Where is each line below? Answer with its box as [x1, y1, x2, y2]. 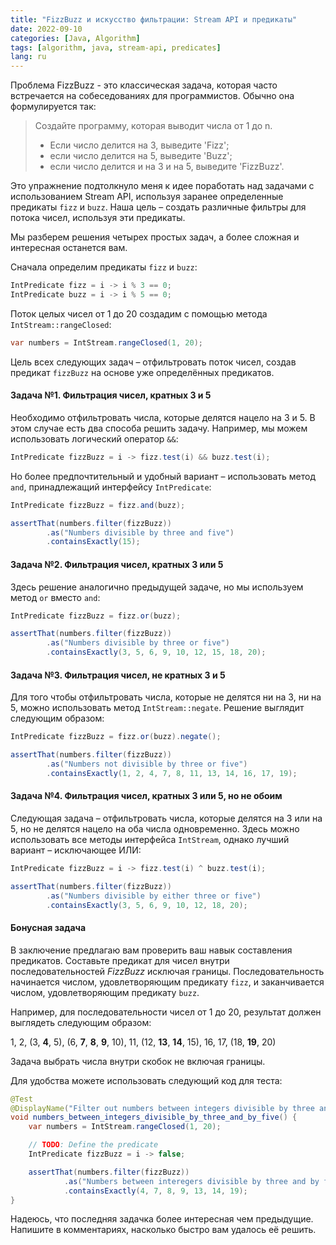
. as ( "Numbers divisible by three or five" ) [46, 638, 230, 648]
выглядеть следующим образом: [10, 1016, 152, 1028]
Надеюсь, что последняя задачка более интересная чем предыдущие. [10, 1213, 314, 1225]
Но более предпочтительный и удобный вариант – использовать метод [10, 470, 316, 482]
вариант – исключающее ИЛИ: [10, 844, 142, 856]
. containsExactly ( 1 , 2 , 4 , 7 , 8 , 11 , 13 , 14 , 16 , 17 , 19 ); [46, 768, 298, 778]
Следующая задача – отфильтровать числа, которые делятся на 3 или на [10, 812, 323, 824]
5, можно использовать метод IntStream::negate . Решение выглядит [10, 702, 305, 714]
